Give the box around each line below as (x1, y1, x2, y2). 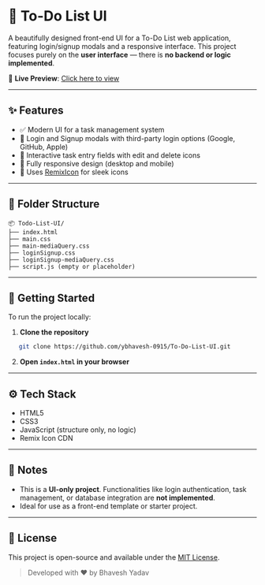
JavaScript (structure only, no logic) (19, 425, 136, 434)
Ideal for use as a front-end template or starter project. (19, 501, 198, 511)
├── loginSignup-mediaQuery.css (8, 255, 114, 263)
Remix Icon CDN (19, 434, 73, 443)
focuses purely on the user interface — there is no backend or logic (8, 50, 231, 59)
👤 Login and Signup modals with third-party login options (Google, (19, 133, 235, 143)
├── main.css (8, 235, 51, 243)
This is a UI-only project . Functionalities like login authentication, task (19, 484, 247, 494)
